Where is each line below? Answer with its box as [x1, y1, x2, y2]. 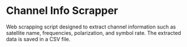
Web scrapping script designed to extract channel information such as [6, 23, 176, 30]
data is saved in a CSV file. [6, 35, 71, 42]
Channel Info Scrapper [6, 4, 118, 17]
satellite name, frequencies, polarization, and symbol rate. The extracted [6, 29, 182, 36]
